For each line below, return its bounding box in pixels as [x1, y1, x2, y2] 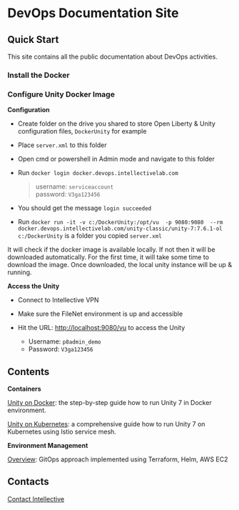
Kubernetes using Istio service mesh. [7, 427, 116, 436]
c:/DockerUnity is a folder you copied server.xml [17, 231, 162, 240]
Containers [7, 384, 41, 394]
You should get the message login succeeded [17, 204, 152, 212]
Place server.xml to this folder [17, 141, 107, 149]
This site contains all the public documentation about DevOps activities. [7, 52, 218, 61]
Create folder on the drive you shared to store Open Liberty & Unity [17, 119, 216, 128]
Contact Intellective [7, 494, 65, 503]
